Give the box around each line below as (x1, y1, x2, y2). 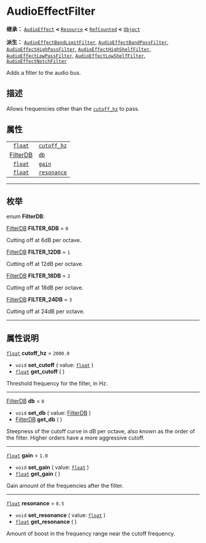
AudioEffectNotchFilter (6, 58, 67, 64)
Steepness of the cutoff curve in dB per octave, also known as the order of (6, 428, 195, 435)
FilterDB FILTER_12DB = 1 (6, 248, 71, 256)
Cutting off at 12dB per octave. (6, 260, 84, 268)
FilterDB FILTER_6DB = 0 (6, 225, 69, 232)
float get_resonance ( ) (15, 518, 77, 525)
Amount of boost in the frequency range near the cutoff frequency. (6, 530, 176, 537)
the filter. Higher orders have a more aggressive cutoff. (6, 434, 145, 442)
